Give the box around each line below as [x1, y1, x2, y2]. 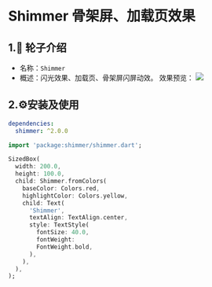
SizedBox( [8, 155, 41, 164]
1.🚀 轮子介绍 [8, 41, 67, 54]
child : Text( [22, 199, 65, 207]
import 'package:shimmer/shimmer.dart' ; [8, 141, 143, 149]
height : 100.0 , [15, 170, 65, 178]
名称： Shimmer [19, 64, 65, 72]
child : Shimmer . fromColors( [15, 178, 108, 186]
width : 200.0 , [15, 163, 61, 171]
